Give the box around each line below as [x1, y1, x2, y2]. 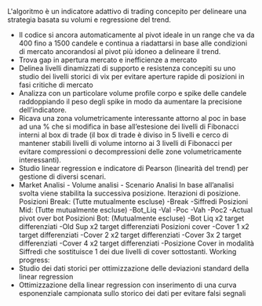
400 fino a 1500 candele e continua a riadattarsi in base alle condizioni [18, 38, 248, 48]
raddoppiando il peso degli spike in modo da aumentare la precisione [18, 97, 242, 106]
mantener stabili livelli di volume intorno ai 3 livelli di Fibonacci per [18, 139, 233, 148]
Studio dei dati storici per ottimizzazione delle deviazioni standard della [18, 264, 249, 273]
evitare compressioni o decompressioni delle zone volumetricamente [18, 147, 242, 156]
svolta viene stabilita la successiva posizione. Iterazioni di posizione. [18, 188, 241, 198]
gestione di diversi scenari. [18, 172, 107, 181]
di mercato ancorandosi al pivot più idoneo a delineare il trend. [18, 47, 221, 56]
